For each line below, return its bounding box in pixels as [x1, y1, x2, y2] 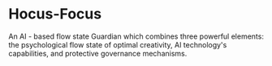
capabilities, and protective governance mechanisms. [8, 48, 188, 58]
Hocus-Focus [8, 5, 102, 23]
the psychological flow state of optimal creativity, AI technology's [8, 39, 227, 49]
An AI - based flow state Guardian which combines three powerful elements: [8, 31, 264, 41]
